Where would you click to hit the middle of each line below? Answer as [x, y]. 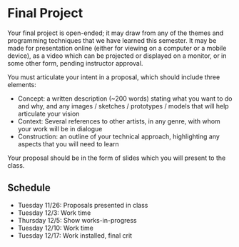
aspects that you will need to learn [68, 143]
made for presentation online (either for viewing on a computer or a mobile [117, 48]
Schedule [29, 188]
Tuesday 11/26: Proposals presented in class [83, 205]
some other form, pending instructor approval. [75, 63]
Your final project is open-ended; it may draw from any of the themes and [116, 33]
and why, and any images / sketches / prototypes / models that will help [123, 106]
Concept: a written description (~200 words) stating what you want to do [125, 99]
